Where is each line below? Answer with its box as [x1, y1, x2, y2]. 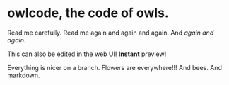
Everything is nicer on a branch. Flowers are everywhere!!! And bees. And [7, 63, 223, 72]
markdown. [7, 71, 40, 79]
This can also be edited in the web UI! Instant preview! [7, 50, 167, 58]
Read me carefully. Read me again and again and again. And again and [7, 28, 214, 37]
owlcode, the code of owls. [7, 5, 170, 21]
